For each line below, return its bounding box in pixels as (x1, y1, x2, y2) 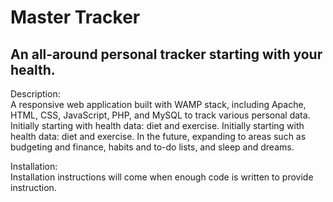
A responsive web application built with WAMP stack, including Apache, (10, 99, 307, 110)
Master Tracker (10, 6, 141, 29)
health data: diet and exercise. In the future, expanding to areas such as (10, 131, 307, 142)
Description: (10, 88, 61, 100)
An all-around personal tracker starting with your (10, 46, 323, 63)
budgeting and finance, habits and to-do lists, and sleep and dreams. (10, 141, 295, 153)
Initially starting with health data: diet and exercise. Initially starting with (10, 120, 305, 131)
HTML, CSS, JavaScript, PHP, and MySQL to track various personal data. (10, 109, 311, 121)
